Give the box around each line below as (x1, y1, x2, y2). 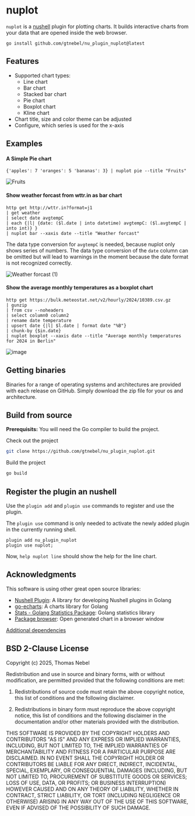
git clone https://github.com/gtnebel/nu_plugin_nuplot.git (6, 449, 156, 455)
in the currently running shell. (6, 525, 77, 533)
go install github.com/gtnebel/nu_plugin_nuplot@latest (6, 40, 145, 46)
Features (6, 56, 39, 66)
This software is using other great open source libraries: (6, 585, 141, 592)
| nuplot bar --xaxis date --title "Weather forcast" (6, 230, 140, 236)
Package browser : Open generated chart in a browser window (14, 615, 165, 622)
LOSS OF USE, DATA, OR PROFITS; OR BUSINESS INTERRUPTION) (6, 779, 166, 786)
